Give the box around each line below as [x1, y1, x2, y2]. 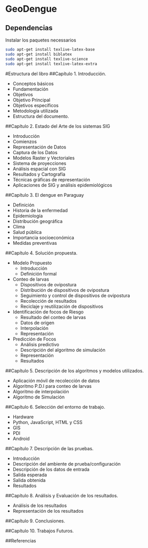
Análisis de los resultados [12, 502, 67, 509]
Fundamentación [12, 86, 49, 92]
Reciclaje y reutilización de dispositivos [20, 303, 103, 309]
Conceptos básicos [12, 80, 54, 87]
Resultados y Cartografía [12, 171, 66, 177]
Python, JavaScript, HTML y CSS [12, 419, 83, 425]
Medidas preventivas [12, 240, 57, 246]
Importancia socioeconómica [12, 234, 74, 241]
